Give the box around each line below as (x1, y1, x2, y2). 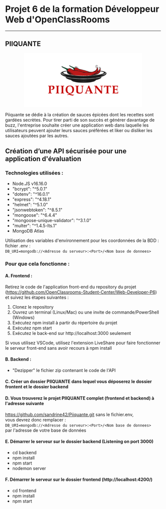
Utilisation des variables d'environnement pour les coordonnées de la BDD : (5, 237, 159, 243)
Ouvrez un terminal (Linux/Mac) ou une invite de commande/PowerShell (12, 309, 159, 315)
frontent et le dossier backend (5, 384, 69, 390)
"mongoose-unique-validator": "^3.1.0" (12, 218, 91, 224)
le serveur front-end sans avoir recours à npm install (5, 345, 112, 351)
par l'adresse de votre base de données (5, 427, 86, 433)
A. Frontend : (5, 273, 33, 278)
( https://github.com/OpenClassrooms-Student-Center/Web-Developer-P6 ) (5, 289, 157, 295)
